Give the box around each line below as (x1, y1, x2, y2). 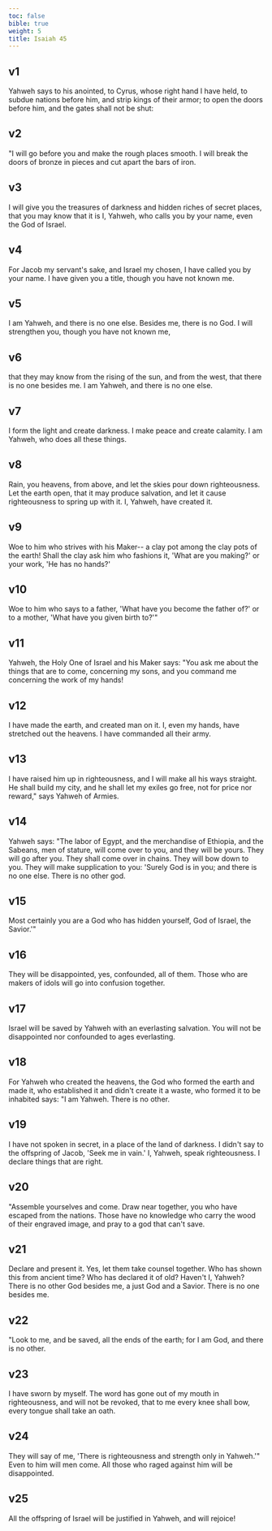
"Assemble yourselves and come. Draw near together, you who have (8, 1201, 238, 1211)
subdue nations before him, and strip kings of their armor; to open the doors (8, 95, 264, 105)
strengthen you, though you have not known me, (8, 327, 171, 337)
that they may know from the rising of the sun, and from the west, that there (8, 372, 262, 382)
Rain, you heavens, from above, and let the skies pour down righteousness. (8, 479, 261, 489)
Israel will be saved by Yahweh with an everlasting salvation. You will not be (8, 1023, 261, 1033)
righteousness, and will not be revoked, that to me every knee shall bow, (8, 1397, 250, 1407)
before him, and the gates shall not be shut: (8, 103, 154, 114)
